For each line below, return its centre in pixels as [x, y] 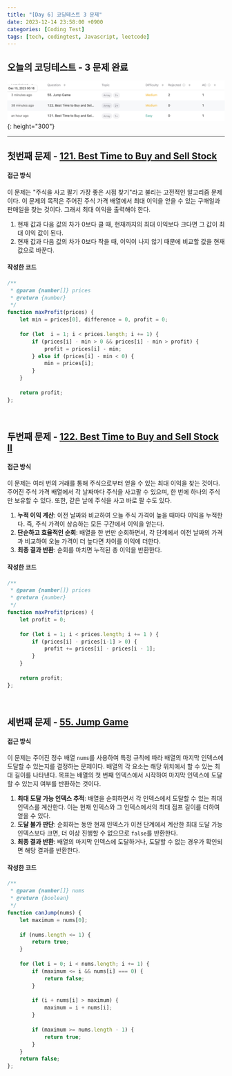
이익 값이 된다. [44, 233]
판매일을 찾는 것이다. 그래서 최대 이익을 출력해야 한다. [79, 209]
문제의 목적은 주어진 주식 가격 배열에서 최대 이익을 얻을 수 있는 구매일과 [125, 200]
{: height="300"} [31, 126]
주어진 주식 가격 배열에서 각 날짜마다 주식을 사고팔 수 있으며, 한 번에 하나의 [107, 492]
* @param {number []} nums [47, 891]
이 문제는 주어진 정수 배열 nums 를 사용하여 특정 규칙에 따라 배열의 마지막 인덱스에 [115, 758]
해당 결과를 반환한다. [52, 850]
